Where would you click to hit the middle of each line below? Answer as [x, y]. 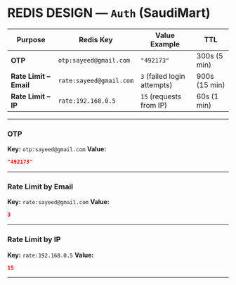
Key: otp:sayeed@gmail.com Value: [57, 149]
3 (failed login [163, 76]
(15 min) [211, 84]
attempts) [156, 84]
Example [165, 44]
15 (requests [161, 96]
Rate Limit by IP [34, 239]
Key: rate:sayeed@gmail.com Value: [59, 202]
